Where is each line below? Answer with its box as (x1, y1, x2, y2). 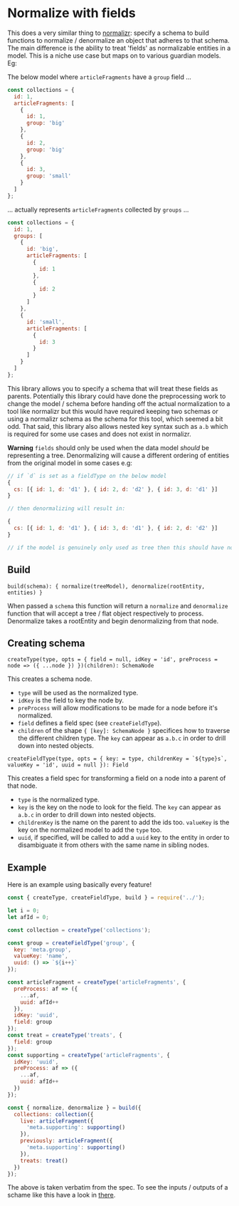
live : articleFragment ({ (20, 1117, 94, 1125)
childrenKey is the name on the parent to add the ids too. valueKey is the (17, 818, 230, 827)
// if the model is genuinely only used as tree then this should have (7, 544, 224, 551)
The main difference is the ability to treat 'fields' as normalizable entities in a (7, 43, 231, 52)
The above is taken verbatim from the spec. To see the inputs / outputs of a (7, 1183, 228, 1192)
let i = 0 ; (7, 907, 40, 914)
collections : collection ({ (14, 1111, 94, 1118)
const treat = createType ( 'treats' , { (7, 1031, 122, 1039)
